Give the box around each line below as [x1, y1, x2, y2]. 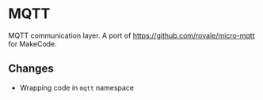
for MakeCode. [8, 39, 57, 48]
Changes [8, 62, 54, 76]
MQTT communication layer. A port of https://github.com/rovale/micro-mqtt [8, 31, 255, 40]
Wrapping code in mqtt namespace [19, 83, 135, 92]
